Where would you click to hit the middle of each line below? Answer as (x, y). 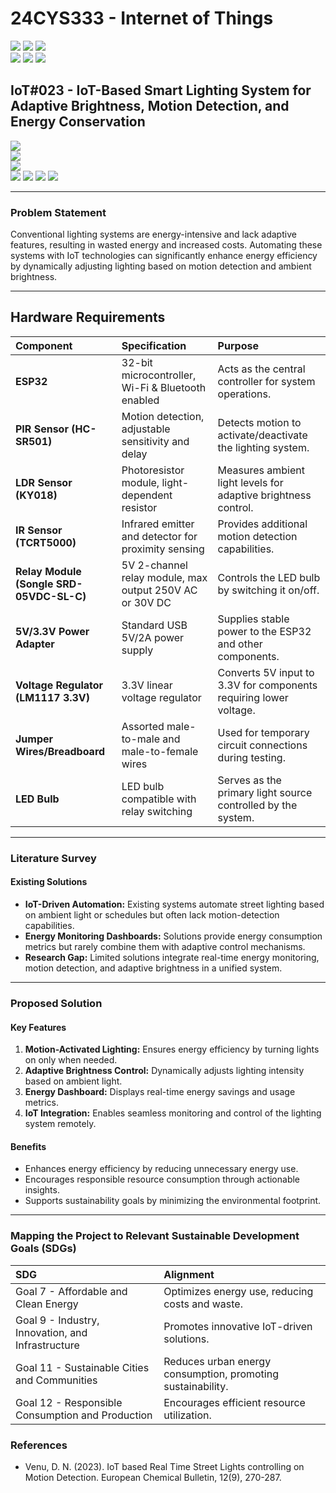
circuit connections (262, 745)
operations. (244, 394)
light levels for (250, 482)
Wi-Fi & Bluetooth (164, 387)
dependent (147, 495)
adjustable (146, 429)
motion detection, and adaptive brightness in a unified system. (153, 968)
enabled (140, 400)
